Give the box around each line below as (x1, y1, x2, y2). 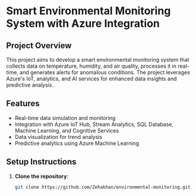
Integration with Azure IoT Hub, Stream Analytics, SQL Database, (14, 121, 174, 128)
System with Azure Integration (6, 17, 160, 30)
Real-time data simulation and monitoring (14, 114, 116, 121)
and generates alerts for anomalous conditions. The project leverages (20, 69, 190, 75)
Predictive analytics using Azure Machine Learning (14, 140, 140, 147)
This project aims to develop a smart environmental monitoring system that (6, 56, 189, 63)
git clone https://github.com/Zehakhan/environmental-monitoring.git (14, 184, 191, 190)
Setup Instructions (6, 157, 77, 167)
